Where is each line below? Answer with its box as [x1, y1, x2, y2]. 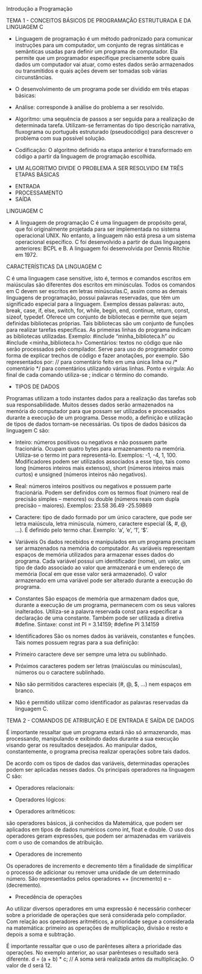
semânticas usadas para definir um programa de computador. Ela [14, 48, 178, 55]
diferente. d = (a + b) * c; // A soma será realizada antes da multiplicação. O [6, 955, 195, 962]
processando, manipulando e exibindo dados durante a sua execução [6, 735, 179, 742]
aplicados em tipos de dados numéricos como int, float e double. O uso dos [6, 826, 195, 833]
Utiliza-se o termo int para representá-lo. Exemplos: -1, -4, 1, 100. [14, 451, 177, 459]
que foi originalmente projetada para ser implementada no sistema [14, 225, 180, 233]
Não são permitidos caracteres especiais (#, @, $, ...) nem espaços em [14, 681, 192, 687]
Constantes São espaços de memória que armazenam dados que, [14, 595, 180, 602]
